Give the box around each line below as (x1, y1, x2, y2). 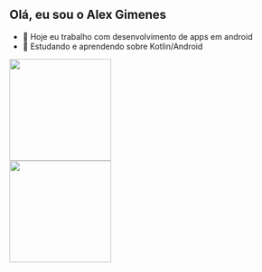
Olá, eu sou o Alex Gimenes (9, 7, 167, 23)
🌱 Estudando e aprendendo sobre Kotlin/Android (22, 41, 203, 52)
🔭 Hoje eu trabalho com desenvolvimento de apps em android (22, 31, 253, 42)
